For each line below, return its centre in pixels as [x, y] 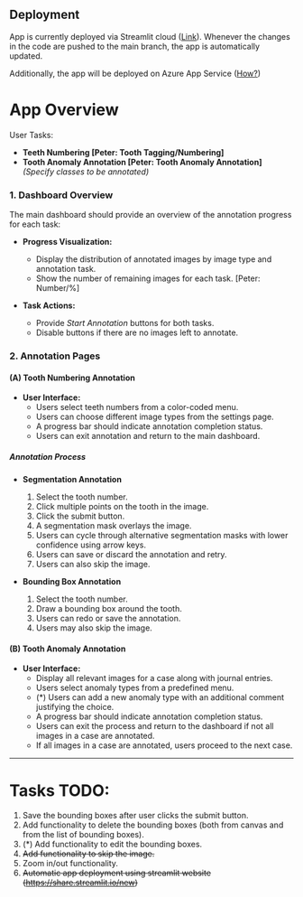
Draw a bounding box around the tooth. [109, 609]
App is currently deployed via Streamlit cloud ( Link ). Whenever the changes [150, 36]
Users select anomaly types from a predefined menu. [135, 688]
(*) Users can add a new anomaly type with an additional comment [160, 697]
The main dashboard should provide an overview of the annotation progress [151, 215]
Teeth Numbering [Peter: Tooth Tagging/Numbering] [123, 152]
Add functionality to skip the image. [88, 854]
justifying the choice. [75, 707]
